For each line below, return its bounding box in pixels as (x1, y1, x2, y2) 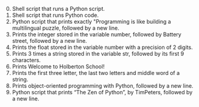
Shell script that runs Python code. (12, 11, 99, 19)
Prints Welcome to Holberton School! (12, 63, 105, 70)
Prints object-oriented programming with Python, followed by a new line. (12, 82, 194, 89)
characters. (12, 57, 41, 63)
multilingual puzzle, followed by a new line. (12, 24, 120, 31)
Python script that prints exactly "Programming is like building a (12, 18, 171, 25)
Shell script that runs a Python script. (12, 5, 105, 12)
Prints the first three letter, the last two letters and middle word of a (12, 70, 180, 76)
